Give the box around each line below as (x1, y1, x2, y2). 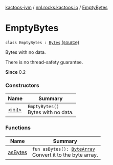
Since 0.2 (5, 69, 26, 75)
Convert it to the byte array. (32, 151, 98, 158)
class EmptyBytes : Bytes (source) (5, 39, 80, 45)
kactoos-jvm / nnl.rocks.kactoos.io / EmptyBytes (5, 5, 108, 10)
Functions (5, 124, 31, 131)
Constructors (5, 81, 39, 89)
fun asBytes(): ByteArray (32, 146, 96, 152)
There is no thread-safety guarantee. (5, 59, 83, 65)
